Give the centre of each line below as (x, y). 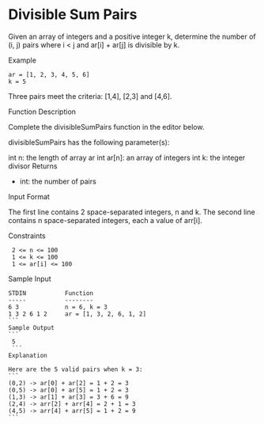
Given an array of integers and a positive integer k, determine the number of (132, 36)
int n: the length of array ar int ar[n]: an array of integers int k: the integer (127, 157)
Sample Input (30, 278)
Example (23, 60)
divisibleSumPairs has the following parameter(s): (89, 142)
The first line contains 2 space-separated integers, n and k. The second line (132, 212)
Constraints (27, 236)
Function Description (42, 112)
